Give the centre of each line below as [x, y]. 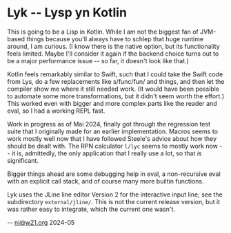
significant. [23, 160]
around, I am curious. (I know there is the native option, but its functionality [114, 46]
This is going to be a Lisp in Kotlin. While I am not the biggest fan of [103, 32]
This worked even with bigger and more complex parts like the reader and [112, 103]
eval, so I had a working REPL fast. [56, 111]
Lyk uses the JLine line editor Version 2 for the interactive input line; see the [115, 195]
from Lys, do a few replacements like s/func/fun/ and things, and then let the [116, 81]
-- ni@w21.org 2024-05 [41, 222]
